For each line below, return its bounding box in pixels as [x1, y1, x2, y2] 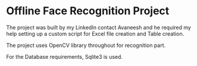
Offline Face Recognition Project [6, 4, 170, 18]
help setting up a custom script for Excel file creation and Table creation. [6, 30, 185, 37]
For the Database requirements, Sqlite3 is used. [6, 53, 123, 60]
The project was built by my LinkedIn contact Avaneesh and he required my [6, 24, 192, 31]
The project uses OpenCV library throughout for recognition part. [6, 42, 166, 49]
